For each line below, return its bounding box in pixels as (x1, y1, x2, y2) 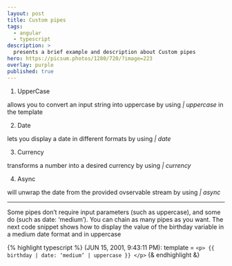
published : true (7, 68, 54, 75)
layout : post (7, 10, 45, 17)
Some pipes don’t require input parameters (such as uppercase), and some (7, 208, 221, 216)
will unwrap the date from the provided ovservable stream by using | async (7, 188, 221, 196)
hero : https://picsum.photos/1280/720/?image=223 (7, 55, 153, 62)
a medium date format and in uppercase (7, 229, 122, 238)
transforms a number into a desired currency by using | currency (7, 161, 191, 169)
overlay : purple (7, 61, 54, 68)
